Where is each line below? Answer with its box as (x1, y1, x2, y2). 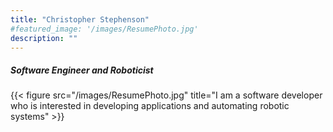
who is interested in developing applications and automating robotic (10, 100, 290, 112)
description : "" (10, 33, 78, 43)
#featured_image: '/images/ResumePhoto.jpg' (10, 24, 199, 34)
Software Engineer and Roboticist (10, 64, 154, 76)
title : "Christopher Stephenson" (10, 14, 150, 25)
